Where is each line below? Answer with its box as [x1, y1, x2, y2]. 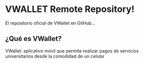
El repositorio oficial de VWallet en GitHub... [5, 20, 96, 26]
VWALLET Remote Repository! [5, 3, 134, 15]
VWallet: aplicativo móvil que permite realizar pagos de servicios [5, 47, 139, 53]
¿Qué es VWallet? [5, 34, 62, 43]
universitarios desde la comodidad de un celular [5, 53, 105, 59]
